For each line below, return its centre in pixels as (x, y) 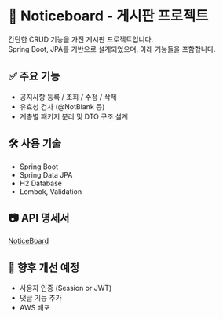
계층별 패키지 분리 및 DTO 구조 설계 (73, 116)
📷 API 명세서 (39, 218)
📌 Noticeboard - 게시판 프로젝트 (108, 16)
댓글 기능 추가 (40, 298)
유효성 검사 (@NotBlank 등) (62, 106)
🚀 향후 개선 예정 (44, 268)
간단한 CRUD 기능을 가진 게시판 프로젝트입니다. (81, 39)
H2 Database (41, 183)
